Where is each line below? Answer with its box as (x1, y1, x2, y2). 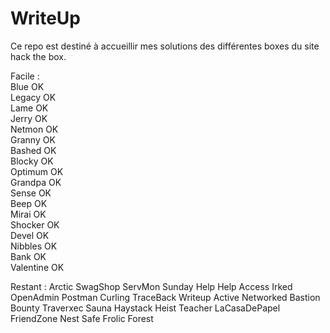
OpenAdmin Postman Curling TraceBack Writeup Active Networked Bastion (10, 291, 321, 303)
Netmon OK (10, 123, 59, 135)
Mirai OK (10, 208, 47, 220)
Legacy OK (10, 91, 57, 103)
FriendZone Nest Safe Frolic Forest (10, 312, 154, 324)
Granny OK (10, 133, 56, 146)
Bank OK (10, 250, 47, 262)
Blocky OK (10, 155, 54, 167)
